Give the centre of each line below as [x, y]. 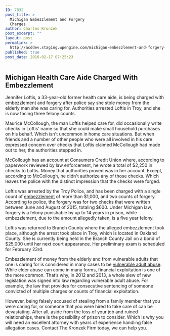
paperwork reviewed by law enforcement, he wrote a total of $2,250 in [79, 165]
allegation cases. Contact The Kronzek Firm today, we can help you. [76, 328]
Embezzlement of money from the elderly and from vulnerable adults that [82, 259]
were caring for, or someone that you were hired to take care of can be [79, 307]
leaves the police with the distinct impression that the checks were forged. [83, 181]
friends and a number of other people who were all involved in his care [79, 139]
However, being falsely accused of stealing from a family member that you [83, 301]
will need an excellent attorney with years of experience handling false [79, 323]
